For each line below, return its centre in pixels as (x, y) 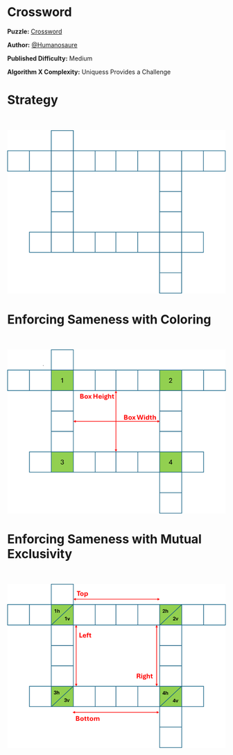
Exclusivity (40, 554)
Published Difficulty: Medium (50, 58)
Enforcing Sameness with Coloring (109, 319)
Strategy (33, 100)
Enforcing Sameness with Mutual (105, 539)
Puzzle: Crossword (35, 31)
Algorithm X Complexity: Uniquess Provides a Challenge (89, 72)
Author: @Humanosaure (42, 45)
